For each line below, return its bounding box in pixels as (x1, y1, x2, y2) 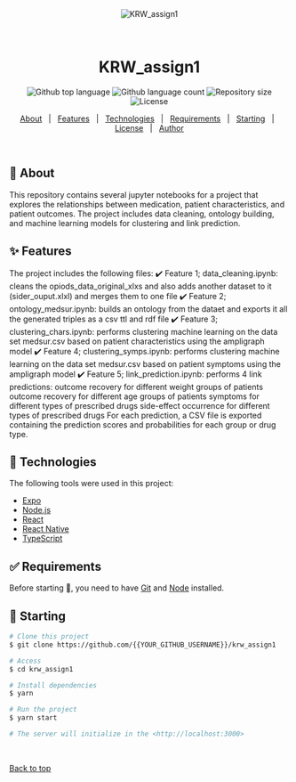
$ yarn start (9, 713, 58, 722)
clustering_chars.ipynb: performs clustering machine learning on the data (9, 326, 278, 337)
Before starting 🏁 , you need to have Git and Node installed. (9, 582, 225, 593)
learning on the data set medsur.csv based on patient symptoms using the (9, 358, 282, 369)
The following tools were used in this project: (9, 478, 174, 489)
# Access (9, 656, 42, 665)
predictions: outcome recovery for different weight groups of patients (9, 381, 264, 392)
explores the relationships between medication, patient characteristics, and (9, 199, 285, 209)
